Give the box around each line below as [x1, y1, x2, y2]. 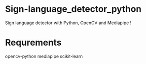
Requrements [5, 37, 62, 48]
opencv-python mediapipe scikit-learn [5, 53, 83, 59]
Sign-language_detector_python [5, 3, 142, 15]
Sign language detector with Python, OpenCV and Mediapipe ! [5, 20, 132, 26]
